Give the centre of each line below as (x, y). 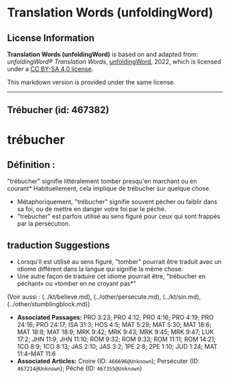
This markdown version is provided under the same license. (91, 82)
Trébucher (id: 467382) (58, 110)
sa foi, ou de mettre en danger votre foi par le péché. (91, 209)
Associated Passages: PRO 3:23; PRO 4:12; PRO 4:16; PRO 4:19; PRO (115, 317)
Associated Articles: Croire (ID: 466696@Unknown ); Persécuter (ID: (108, 361)
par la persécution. (43, 223)
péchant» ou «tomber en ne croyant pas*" (77, 284)
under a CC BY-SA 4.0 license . (50, 69)
